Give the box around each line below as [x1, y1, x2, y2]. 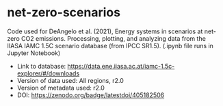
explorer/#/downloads [16, 69, 80, 77]
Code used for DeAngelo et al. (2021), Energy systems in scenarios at [7, 27, 203, 35]
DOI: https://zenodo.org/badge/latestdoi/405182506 [16, 90, 165, 99]
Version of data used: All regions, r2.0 [16, 76, 124, 84]
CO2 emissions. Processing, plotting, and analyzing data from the [21, 34, 207, 42]
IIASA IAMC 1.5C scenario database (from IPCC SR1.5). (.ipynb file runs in [7, 41, 214, 50]
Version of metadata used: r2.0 [16, 84, 105, 92]
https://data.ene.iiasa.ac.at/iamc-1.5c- [67, 62, 175, 70]
